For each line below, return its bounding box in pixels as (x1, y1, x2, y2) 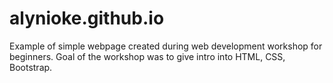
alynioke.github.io (9, 7, 165, 30)
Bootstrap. (9, 61, 53, 73)
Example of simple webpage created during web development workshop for (9, 40, 323, 52)
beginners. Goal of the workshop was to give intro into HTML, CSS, (9, 50, 286, 62)
